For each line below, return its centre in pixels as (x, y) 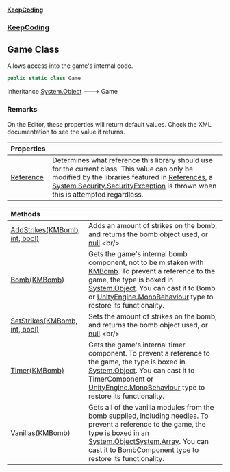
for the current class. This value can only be (123, 169)
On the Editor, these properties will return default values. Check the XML (110, 124)
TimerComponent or (121, 379)
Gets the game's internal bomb (138, 253)
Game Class (33, 49)
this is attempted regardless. (98, 194)
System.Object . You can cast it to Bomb (152, 288)
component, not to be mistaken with (146, 262)
